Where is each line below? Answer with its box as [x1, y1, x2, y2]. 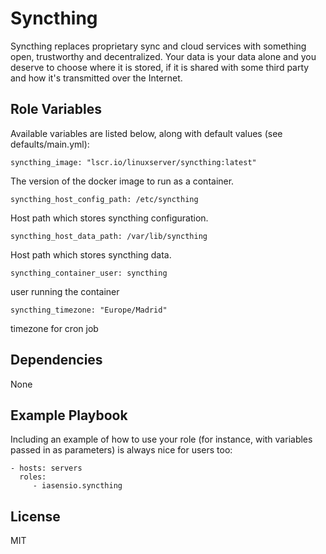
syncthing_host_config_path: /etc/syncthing [10, 194, 199, 204]
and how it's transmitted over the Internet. [10, 72, 183, 84]
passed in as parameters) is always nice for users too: [10, 444, 233, 456]
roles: [19, 472, 47, 482]
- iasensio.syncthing [32, 481, 123, 491]
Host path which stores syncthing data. [10, 248, 172, 261]
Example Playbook [10, 407, 128, 424]
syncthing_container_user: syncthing [10, 268, 168, 278]
